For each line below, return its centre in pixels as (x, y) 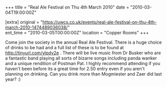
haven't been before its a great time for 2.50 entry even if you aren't (75, 69)
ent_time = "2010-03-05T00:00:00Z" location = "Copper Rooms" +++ (77, 33)
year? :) (13, 79)
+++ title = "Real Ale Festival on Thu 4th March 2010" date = (67, 7)
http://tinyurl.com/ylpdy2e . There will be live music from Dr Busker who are (83, 53)
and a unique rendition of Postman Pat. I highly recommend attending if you (83, 63)
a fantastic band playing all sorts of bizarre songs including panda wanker (81, 58)
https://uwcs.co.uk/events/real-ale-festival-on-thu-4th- (99, 22)
